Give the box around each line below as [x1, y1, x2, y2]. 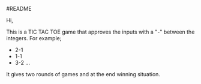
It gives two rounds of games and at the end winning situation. [6, 71, 161, 77]
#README [6, 5, 32, 12]
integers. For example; [6, 35, 62, 41]
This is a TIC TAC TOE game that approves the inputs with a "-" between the [6, 28, 195, 35]
